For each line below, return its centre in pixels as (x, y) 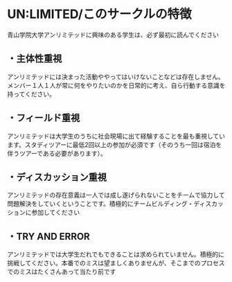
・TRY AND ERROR (48, 236)
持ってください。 (31, 94)
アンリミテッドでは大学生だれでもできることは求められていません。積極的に (116, 254)
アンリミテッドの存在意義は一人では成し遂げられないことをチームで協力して (116, 195)
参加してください (55, 213)
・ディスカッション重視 (57, 177)
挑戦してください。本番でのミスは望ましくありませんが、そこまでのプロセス (116, 263)
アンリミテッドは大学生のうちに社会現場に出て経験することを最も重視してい (116, 136)
